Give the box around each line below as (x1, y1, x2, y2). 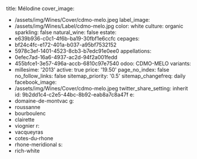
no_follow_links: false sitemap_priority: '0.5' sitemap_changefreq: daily (14, 73, 186, 79)
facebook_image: (14, 79, 57, 86)
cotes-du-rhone (14, 135, 54, 141)
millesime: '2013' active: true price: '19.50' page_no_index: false (14, 66, 169, 73)
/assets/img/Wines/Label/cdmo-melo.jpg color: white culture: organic (14, 23, 183, 29)
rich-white (14, 147, 40, 154)
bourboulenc (14, 110, 46, 117)
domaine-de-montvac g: (14, 97, 75, 104)
